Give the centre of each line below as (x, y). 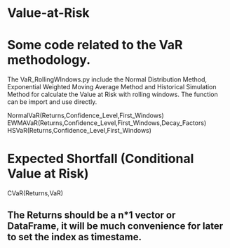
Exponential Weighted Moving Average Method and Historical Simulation (112, 87)
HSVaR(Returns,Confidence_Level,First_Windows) (80, 131)
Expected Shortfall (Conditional (101, 159)
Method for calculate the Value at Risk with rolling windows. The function (113, 94)
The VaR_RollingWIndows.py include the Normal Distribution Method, (107, 79)
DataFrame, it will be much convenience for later (115, 226)
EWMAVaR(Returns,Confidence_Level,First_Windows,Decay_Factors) (107, 123)
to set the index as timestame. (75, 237)
